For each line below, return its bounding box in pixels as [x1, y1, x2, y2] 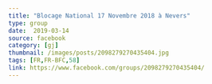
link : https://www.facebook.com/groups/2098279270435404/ [8, 64, 205, 72]
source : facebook [8, 34, 66, 42]
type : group [8, 19, 48, 27]
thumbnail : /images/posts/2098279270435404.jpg [8, 49, 170, 57]
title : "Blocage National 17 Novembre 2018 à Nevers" [8, 11, 191, 20]
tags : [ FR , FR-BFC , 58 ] [8, 57, 80, 65]
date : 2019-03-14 [8, 26, 69, 34]
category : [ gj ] [8, 42, 59, 50]
